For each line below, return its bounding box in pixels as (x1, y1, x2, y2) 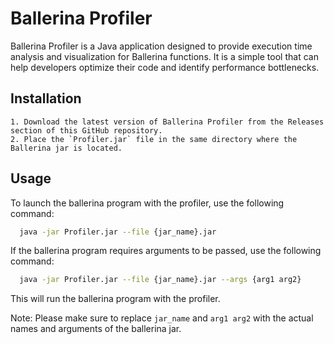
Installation (10, 90, 82, 107)
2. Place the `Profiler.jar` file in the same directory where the (10, 134, 298, 144)
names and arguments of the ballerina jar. (10, 323, 182, 335)
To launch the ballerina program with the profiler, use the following (10, 197, 285, 209)
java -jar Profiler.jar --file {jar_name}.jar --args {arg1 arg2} (19, 275, 302, 285)
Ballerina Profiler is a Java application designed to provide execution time (10, 40, 313, 52)
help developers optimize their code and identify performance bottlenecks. (10, 61, 320, 73)
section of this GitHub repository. (10, 125, 163, 136)
